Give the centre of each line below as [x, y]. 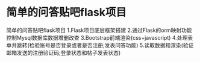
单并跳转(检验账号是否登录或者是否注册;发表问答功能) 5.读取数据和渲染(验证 [100, 45]
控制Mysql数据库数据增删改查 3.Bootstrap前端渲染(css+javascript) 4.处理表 [100, 37]
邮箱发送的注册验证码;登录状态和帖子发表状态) [64, 52]
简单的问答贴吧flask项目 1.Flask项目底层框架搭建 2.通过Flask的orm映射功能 [99, 30]
